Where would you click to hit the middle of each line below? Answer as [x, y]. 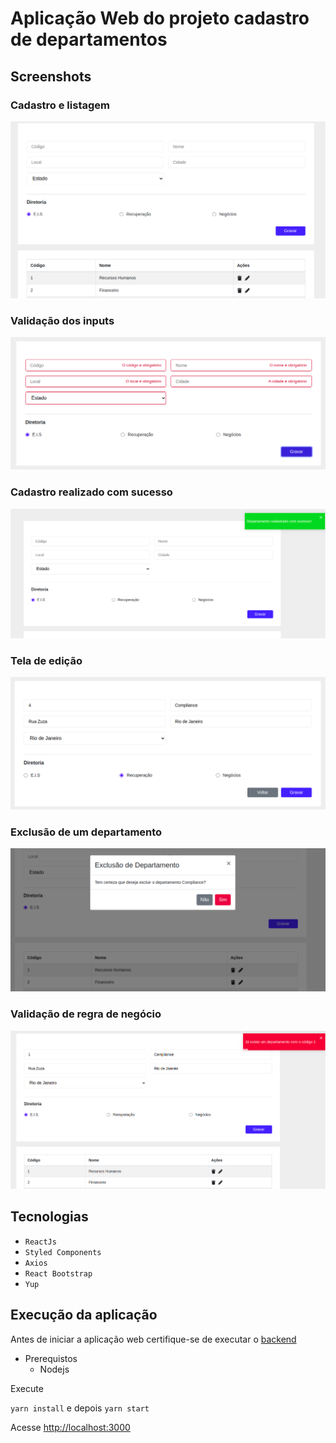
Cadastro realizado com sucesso [91, 492]
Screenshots [51, 76]
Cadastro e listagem [60, 105]
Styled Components [63, 1252]
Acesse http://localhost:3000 [70, 1427]
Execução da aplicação [84, 1315]
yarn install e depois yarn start [80, 1408]
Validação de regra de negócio [86, 1014]
